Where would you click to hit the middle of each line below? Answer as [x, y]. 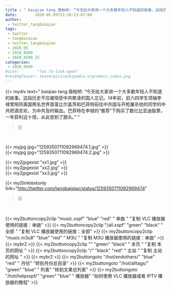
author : [13, 19]
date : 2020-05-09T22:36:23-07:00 [49, 15]
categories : [18, 62]
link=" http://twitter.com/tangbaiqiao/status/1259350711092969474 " [76, 188]
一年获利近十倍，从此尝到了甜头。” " [42, 117]
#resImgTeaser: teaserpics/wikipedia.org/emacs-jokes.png [68, 76]
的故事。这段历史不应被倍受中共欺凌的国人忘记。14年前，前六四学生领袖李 [83, 98]
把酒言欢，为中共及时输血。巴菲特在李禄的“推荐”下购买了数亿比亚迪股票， [87, 111]
